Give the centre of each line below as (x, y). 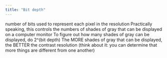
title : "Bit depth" (25, 10)
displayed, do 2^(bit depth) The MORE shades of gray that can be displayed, (84, 40)
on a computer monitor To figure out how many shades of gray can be (77, 34)
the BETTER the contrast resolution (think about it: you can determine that (81, 45)
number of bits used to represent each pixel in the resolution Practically (79, 24)
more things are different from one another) (50, 50)
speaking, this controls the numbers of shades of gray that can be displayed (84, 29)
